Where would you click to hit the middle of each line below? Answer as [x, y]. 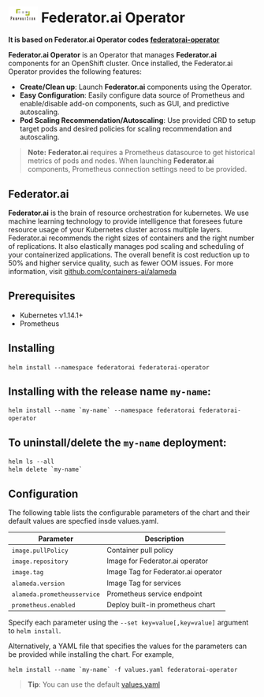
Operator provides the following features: [75, 72]
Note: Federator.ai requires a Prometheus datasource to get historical [141, 153]
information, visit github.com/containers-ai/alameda [93, 271]
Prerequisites [42, 297]
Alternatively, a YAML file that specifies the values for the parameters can [127, 646]
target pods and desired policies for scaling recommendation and [126, 129]
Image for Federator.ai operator [157, 561]
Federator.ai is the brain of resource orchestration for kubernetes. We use [129, 213]
